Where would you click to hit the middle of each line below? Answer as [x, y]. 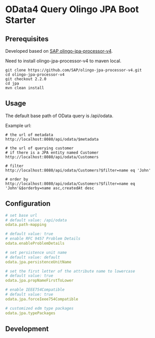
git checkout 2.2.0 [26, 79]
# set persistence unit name [36, 252]
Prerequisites [27, 39]
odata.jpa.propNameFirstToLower [39, 281]
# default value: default [33, 257]
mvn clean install [25, 88]
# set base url [21, 215]
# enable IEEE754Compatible [35, 290]
